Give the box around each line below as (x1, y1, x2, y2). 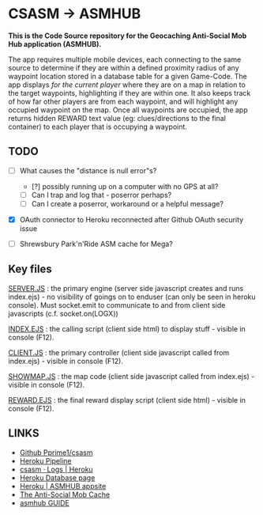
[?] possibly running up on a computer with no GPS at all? (31, 181, 219, 191)
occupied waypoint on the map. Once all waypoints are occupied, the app (8, 104, 248, 115)
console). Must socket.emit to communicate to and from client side (8, 300, 226, 309)
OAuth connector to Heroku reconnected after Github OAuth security (19, 214, 244, 224)
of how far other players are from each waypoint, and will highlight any (8, 97, 239, 106)
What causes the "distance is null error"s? (19, 165, 157, 175)
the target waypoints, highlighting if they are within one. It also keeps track (8, 88, 251, 97)
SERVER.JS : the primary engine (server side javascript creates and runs (8, 283, 244, 293)
